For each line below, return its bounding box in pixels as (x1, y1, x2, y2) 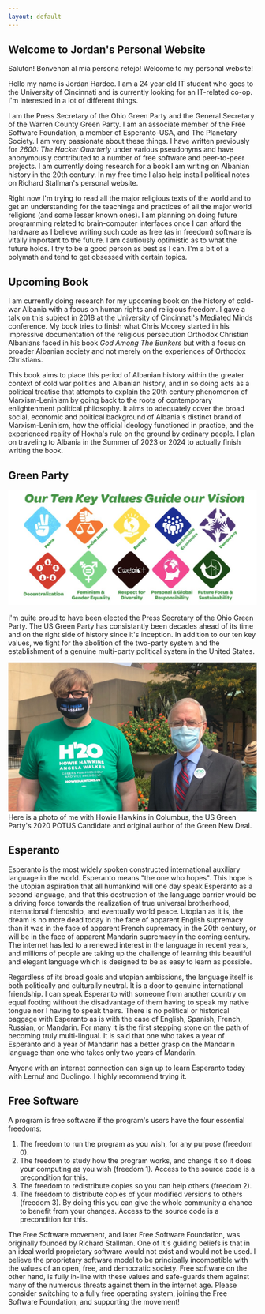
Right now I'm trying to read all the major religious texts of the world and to (8, 193, 251, 203)
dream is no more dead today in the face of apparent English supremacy (8, 914, 244, 924)
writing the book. (8, 446, 64, 456)
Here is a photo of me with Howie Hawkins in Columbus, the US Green (8, 813, 237, 822)
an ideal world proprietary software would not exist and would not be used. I (8, 1246, 256, 1256)
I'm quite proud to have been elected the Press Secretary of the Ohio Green (8, 613, 254, 622)
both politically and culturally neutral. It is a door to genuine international (8, 980, 244, 990)
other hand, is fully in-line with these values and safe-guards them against (8, 1271, 250, 1281)
